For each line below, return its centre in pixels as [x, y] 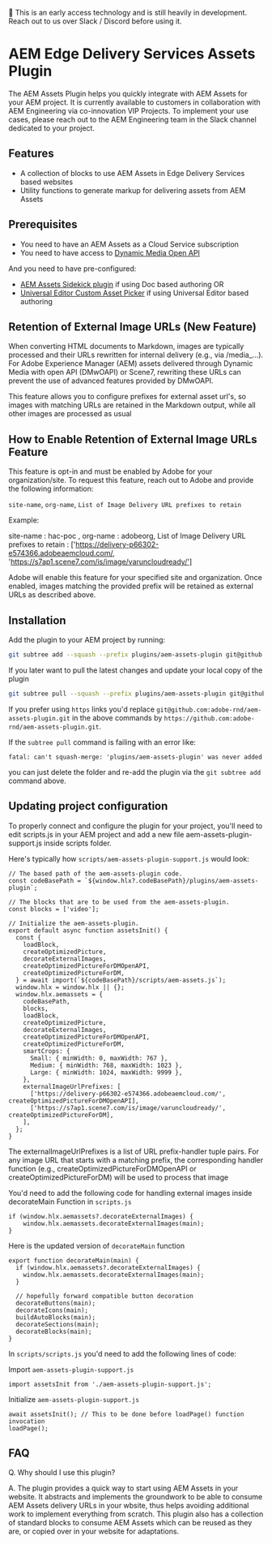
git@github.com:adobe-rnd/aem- [209, 710]
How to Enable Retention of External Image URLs [133, 439]
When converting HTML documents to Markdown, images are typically [126, 346]
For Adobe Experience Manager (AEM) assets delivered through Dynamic [131, 363]
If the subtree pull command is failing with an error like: [102, 742]
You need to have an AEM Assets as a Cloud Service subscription [129, 244]
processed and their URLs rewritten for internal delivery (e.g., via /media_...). [136, 355]
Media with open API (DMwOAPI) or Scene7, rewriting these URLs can [125, 372]
